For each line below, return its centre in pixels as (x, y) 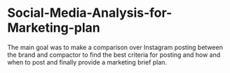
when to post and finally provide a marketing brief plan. (87, 62)
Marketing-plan (54, 28)
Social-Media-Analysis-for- (90, 13)
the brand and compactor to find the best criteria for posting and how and (114, 55)
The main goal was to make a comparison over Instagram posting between (115, 47)
